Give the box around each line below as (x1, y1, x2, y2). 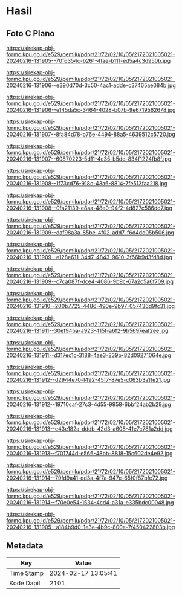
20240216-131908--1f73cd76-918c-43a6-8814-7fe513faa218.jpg (6, 180, 168, 187)
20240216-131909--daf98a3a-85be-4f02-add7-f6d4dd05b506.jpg (6, 229, 174, 236)
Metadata (6, 541, 44, 551)
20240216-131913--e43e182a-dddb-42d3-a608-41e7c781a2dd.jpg (6, 425, 174, 433)
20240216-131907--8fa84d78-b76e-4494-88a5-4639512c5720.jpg (6, 131, 175, 138)
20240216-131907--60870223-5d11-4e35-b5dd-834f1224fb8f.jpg (6, 155, 172, 162)
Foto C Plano (6, 28, 55, 39)
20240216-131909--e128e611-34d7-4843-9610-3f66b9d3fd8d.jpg (6, 254, 172, 260)
